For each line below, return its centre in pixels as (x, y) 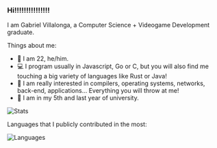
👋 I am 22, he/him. (43, 59)
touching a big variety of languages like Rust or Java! (92, 76)
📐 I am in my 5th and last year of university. (78, 98)
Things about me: (32, 46)
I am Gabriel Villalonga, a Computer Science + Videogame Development (108, 25)
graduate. (21, 32)
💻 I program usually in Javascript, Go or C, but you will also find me (113, 66)
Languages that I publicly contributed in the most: (77, 124)
